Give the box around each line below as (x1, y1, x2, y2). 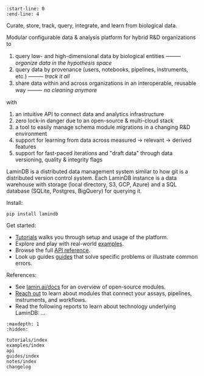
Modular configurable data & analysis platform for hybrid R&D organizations (6, 34, 196, 41)
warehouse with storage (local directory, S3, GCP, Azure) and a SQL (6, 181, 177, 188)
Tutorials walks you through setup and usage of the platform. (15, 234, 169, 241)
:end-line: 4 (6, 11, 40, 17)
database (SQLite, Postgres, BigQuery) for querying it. (6, 187, 142, 194)
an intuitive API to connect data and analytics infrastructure (15, 111, 164, 117)
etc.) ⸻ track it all (15, 73, 70, 79)
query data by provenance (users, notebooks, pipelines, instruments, (15, 66, 189, 73)
